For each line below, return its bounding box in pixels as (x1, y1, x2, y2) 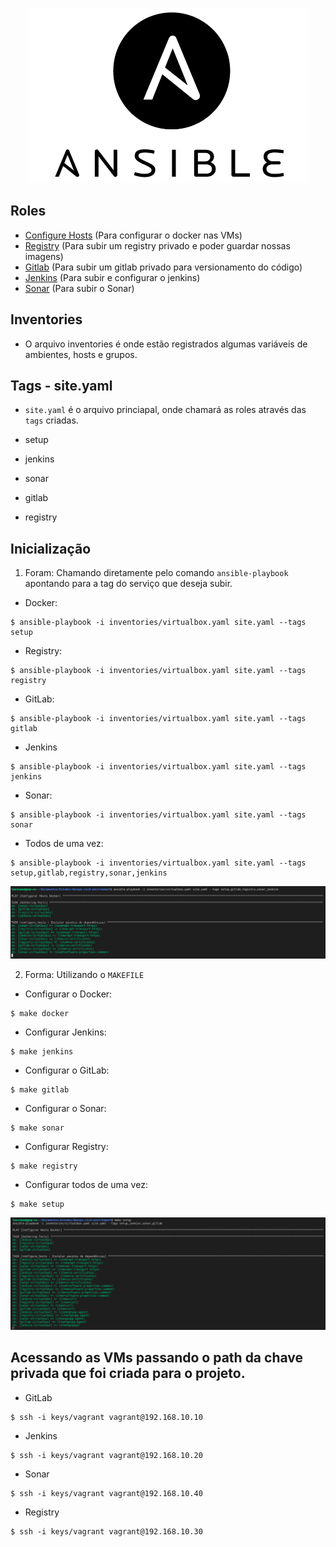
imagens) (24, 250, 64, 262)
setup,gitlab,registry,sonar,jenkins (10, 868, 168, 878)
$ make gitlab (10, 1084, 70, 1095)
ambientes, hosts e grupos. (24, 348, 138, 360)
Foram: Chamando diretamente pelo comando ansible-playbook (24, 567, 289, 579)
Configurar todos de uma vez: (24, 1178, 148, 1190)
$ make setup (10, 1199, 65, 1209)
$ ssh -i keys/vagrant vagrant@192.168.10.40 (10, 1488, 203, 1498)
